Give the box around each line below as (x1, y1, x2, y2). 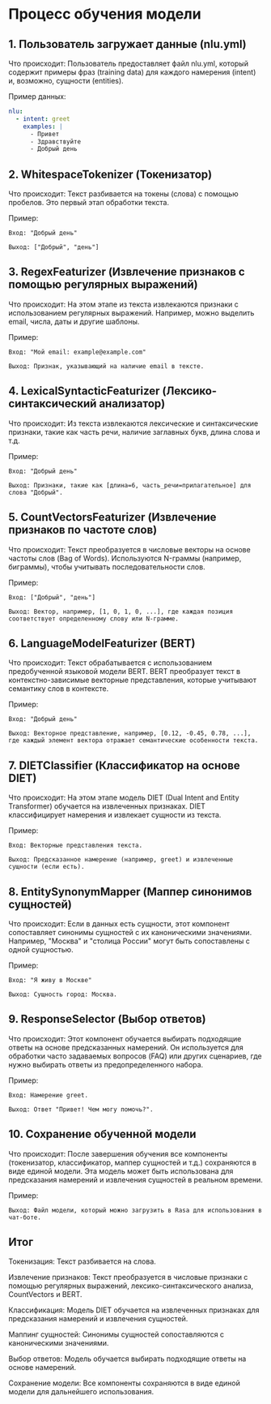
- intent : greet (15, 114, 70, 122)
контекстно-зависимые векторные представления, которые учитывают (8, 675, 257, 685)
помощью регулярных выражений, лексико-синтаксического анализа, (8, 1281, 254, 1290)
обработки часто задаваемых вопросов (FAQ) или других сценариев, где (8, 1051, 262, 1061)
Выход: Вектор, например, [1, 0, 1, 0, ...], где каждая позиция (8, 608, 233, 616)
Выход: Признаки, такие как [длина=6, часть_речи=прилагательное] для (8, 481, 252, 489)
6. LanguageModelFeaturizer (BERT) (8, 636, 196, 650)
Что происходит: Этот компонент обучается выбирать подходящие (8, 1033, 242, 1043)
